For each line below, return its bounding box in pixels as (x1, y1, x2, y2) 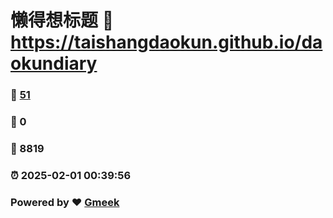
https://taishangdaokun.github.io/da (10, 31, 323, 54)
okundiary (10, 52, 98, 75)
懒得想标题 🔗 (10, 9, 115, 32)
